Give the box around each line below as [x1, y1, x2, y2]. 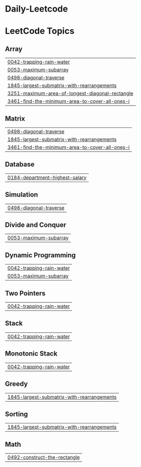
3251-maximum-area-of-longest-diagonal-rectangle [7, 90, 134, 97]
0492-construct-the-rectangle [7, 454, 80, 461]
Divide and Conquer [5, 221, 67, 229]
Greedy [5, 380, 28, 388]
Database [5, 160, 35, 169]
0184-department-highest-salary [7, 174, 87, 181]
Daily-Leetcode [5, 3, 68, 15]
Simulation [5, 190, 38, 199]
